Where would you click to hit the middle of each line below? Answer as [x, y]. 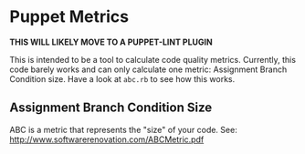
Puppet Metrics [69, 17]
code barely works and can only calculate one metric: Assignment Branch [148, 69]
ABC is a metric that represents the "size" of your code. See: [123, 129]
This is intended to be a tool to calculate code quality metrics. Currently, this [153, 59]
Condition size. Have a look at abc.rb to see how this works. [122, 78]
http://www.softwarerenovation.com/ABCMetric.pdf [107, 139]
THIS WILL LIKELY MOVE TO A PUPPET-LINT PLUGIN [111, 42]
